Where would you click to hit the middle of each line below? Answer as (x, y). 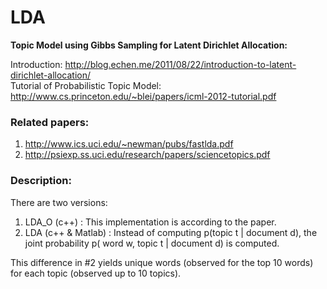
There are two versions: (59, 202)
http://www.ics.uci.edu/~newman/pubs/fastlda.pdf (129, 144)
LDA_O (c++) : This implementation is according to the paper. (150, 222)
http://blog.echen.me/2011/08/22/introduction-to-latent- (180, 64)
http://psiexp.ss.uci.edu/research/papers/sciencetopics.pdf (147, 155)
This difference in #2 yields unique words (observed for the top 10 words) (162, 262)
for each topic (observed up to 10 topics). (96, 273)
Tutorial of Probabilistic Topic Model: (86, 85)
